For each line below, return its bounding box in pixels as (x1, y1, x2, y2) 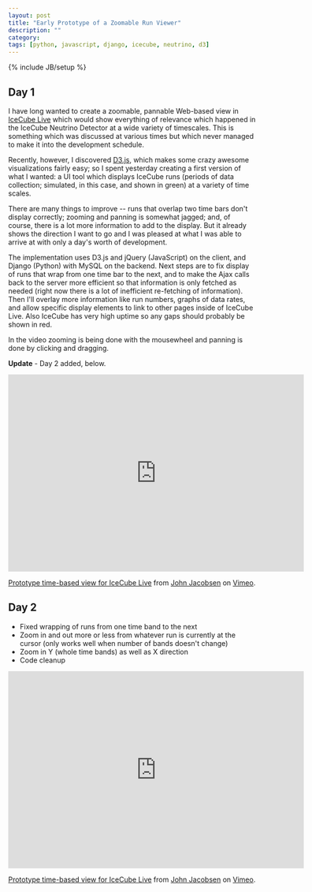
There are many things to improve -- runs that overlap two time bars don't (8, 203, 248, 213)
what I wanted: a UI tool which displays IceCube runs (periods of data (8, 171, 235, 181)
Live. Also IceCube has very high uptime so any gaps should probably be (8, 311, 246, 320)
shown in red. (8, 319, 53, 329)
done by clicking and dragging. (8, 343, 109, 353)
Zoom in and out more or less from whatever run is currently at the (19, 630, 236, 640)
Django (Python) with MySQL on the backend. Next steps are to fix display (8, 261, 250, 271)
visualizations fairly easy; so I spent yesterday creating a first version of (8, 163, 242, 173)
